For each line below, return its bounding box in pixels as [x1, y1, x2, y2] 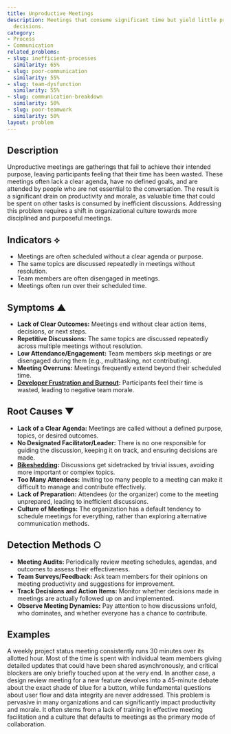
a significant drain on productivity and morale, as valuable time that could [7, 192, 215, 201]
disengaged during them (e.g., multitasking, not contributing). [16, 356, 192, 365]
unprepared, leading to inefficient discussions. [16, 497, 149, 505]
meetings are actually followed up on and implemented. [16, 594, 175, 602]
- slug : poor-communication [7, 68, 88, 74]
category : [7, 29, 36, 37]
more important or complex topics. [16, 468, 115, 476]
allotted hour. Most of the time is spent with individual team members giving [7, 654, 222, 662]
